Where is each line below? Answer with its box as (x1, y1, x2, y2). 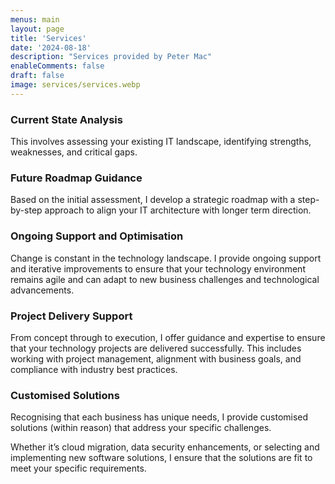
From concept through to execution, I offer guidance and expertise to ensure (10, 331, 326, 343)
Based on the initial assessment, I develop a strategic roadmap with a (10, 194, 296, 206)
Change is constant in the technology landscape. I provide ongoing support (10, 252, 322, 264)
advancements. (10, 284, 75, 296)
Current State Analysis (10, 112, 123, 126)
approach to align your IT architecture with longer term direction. (44, 204, 312, 216)
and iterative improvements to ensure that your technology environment (10, 262, 306, 275)
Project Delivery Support (10, 309, 133, 323)
